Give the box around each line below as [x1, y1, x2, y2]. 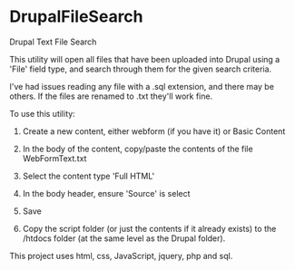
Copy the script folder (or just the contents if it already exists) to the [22, 223, 277, 234]
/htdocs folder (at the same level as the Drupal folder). [22, 233, 226, 244]
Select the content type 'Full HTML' [22, 170, 155, 181]
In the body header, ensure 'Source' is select [22, 188, 191, 198]
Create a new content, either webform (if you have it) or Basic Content [22, 125, 286, 137]
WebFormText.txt [22, 152, 87, 164]
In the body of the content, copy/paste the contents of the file [22, 143, 253, 154]
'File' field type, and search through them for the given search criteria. [9, 63, 272, 74]
